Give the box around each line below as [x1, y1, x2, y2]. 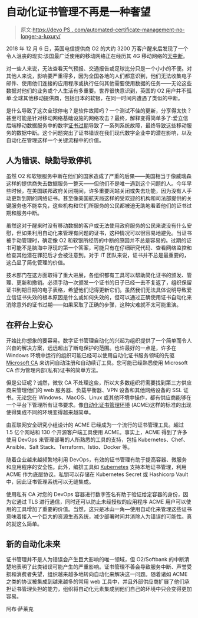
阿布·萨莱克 [6, 606, 34, 613]
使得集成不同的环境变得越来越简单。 [6, 409, 94, 416]
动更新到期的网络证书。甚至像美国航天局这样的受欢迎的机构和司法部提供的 [6, 195, 187, 202]
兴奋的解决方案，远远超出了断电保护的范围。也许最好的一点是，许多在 [6, 344, 177, 351]
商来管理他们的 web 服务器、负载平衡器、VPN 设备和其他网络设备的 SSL [6, 386, 182, 393]
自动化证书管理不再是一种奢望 [6, 5, 151, 19]
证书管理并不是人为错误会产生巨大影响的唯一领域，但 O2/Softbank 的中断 [6, 556, 184, 563]
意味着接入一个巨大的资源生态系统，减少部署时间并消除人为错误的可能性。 [6, 513, 187, 520]
